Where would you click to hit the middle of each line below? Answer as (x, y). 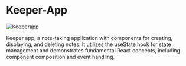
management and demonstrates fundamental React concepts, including (93, 50)
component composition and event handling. (61, 57)
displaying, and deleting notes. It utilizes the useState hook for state (89, 44)
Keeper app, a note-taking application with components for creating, (89, 38)
